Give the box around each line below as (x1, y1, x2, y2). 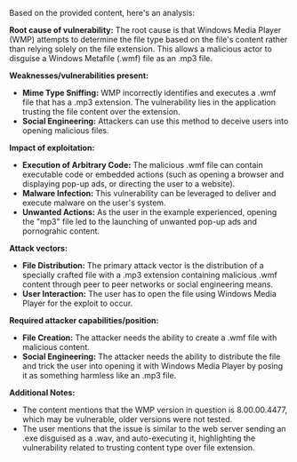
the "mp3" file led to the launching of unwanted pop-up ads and (21, 217, 258, 227)
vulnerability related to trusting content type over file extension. (21, 442, 255, 452)
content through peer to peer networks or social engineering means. (21, 279, 274, 290)
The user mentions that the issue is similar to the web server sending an (21, 424, 286, 434)
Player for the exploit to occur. (21, 298, 133, 308)
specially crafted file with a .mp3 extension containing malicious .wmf (21, 270, 278, 280)
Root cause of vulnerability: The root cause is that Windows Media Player (9, 25, 282, 35)
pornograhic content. (21, 226, 100, 236)
